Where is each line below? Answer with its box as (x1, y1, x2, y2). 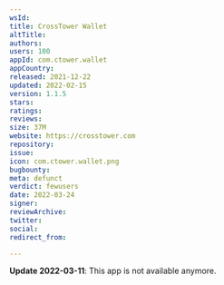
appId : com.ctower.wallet (9, 55, 107, 64)
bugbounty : (9, 165, 51, 174)
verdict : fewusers (9, 182, 79, 192)
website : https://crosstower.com (9, 132, 136, 141)
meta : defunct (9, 173, 63, 182)
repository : (9, 140, 54, 149)
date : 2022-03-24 (9, 191, 75, 200)
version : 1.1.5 (9, 89, 67, 98)
